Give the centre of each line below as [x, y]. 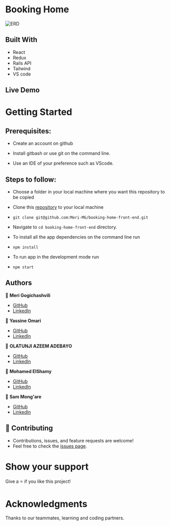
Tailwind [22, 68]
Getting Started [39, 112]
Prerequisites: [28, 131]
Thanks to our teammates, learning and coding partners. [65, 518]
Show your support [47, 467]
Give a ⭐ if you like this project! [38, 481]
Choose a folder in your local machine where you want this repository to [89, 191]
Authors [19, 283]
